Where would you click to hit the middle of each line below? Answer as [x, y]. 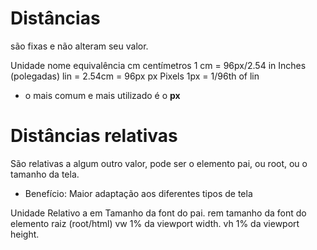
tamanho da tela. [45, 174]
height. [25, 234]
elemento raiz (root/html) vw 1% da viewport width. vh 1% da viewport [155, 223]
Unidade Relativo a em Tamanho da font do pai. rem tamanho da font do [158, 213]
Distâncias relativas [94, 136]
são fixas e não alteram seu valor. [79, 46]
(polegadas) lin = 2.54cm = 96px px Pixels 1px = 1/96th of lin [135, 76]
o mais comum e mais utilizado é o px [102, 95]
